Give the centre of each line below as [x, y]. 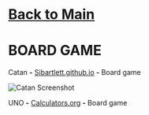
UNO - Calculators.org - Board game [68, 103]
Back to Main [52, 15]
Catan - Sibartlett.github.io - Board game [74, 72]
